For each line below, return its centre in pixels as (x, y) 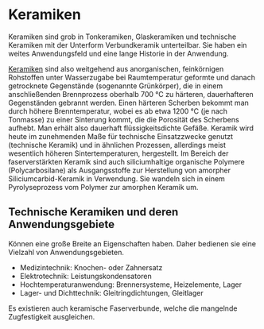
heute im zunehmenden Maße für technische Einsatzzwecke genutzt (120, 136)
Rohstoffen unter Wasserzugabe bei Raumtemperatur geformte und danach (132, 77)
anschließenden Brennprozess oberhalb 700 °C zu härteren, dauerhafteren (131, 94)
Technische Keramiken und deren (93, 212)
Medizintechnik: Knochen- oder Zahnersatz (91, 267)
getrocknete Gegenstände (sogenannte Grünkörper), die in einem (116, 86)
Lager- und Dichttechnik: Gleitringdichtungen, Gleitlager (112, 292)
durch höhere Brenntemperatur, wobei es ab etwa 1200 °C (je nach (118, 111)
